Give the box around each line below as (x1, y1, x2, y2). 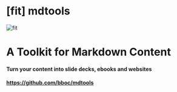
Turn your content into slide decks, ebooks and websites (6, 65, 152, 73)
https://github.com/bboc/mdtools (6, 79, 94, 87)
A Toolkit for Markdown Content (6, 45, 172, 59)
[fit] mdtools (6, 4, 71, 18)
